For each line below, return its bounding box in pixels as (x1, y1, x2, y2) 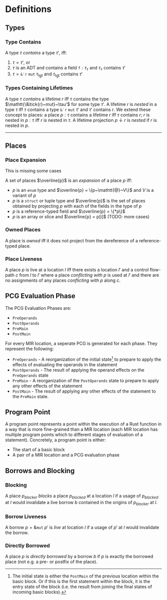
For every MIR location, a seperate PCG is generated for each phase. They (5, 340, 158, 346)
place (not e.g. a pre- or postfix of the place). (5, 559, 98, 565)
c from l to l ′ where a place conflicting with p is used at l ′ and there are (15, 272, 159, 278)
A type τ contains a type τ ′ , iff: (5, 49, 67, 55)
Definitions (5, 3, 52, 15)
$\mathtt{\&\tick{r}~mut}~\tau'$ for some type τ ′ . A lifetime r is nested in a (5, 101, 157, 107)
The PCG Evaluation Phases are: (5, 305, 72, 311)
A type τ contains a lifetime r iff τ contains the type (5, 96, 109, 102)
